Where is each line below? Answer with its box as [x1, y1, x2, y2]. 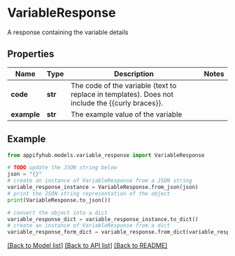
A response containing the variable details [7, 28, 129, 36]
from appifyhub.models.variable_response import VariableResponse [7, 151, 205, 158]
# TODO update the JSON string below [7, 164, 117, 172]
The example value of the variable [71, 110, 183, 119]
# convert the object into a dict [7, 209, 108, 216]
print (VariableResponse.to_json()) [7, 197, 111, 204]
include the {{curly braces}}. [71, 98, 163, 107]
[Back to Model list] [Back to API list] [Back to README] [7, 241, 168, 250]
